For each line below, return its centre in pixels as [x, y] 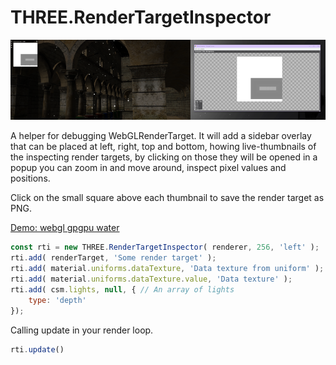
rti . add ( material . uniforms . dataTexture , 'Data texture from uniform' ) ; [167, 269]
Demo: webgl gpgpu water [65, 228]
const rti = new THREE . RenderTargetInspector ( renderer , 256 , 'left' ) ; [165, 247]
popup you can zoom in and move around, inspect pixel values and [148, 168]
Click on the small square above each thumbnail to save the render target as [167, 198]
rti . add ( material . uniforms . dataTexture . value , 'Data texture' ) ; [151, 279]
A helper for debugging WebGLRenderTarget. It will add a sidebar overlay [161, 136]
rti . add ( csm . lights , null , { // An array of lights [122, 289]
